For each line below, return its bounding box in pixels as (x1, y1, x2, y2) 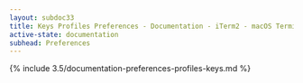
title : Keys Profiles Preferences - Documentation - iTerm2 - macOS (9, 22, 272, 31)
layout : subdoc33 (9, 13, 75, 23)
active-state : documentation (9, 30, 119, 39)
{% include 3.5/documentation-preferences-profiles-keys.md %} (9, 63, 251, 74)
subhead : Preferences (9, 38, 91, 48)
